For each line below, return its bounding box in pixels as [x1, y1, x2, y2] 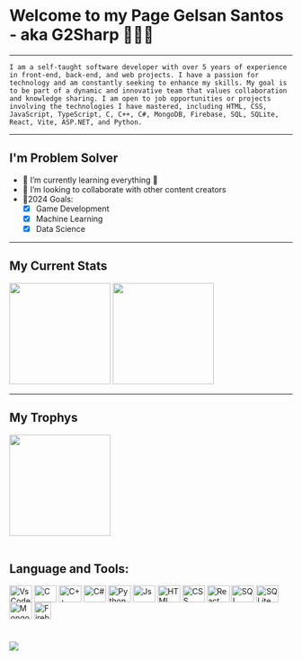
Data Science [35, 223, 85, 234]
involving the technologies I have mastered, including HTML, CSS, [9, 102, 268, 111]
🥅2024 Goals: [22, 193, 74, 204]
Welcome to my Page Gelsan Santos [9, 5, 284, 26]
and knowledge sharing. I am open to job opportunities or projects [9, 94, 271, 103]
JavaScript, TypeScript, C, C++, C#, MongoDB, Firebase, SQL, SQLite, [9, 110, 280, 119]
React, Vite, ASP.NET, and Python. [9, 118, 143, 127]
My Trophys [9, 410, 78, 425]
